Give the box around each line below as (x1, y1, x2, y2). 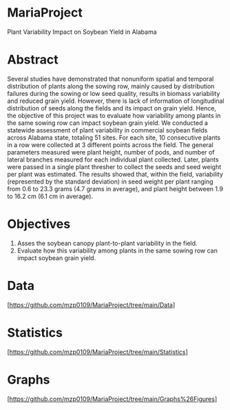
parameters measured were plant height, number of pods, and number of (7, 148, 215, 156)
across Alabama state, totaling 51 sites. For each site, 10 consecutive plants (7, 133, 221, 141)
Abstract (7, 52, 59, 68)
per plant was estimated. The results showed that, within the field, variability (7, 170, 224, 178)
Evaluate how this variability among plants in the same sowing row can (17, 246, 218, 255)
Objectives (7, 216, 71, 232)
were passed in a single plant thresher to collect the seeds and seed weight (7, 162, 222, 170)
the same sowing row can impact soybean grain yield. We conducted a (7, 119, 208, 127)
